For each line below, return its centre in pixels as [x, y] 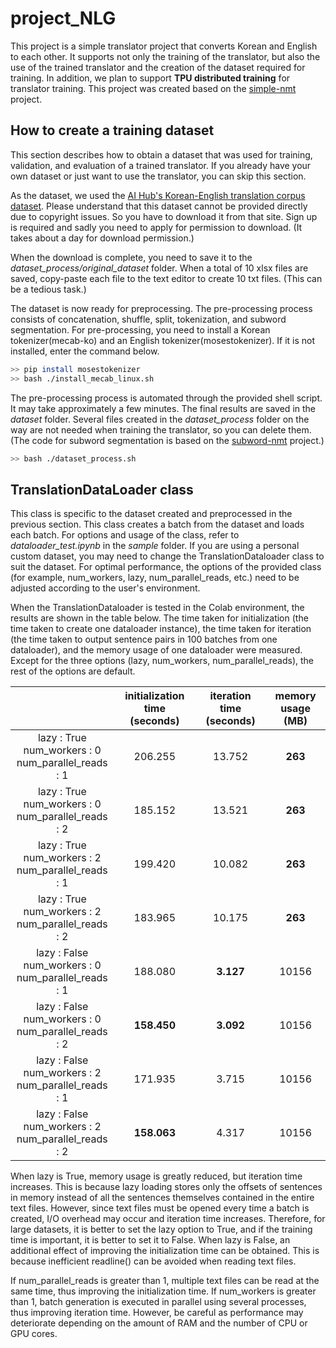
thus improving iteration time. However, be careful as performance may [157, 1313]
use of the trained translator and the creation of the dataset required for [158, 67]
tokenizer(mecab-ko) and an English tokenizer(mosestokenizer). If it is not [163, 340]
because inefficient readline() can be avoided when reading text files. [153, 1261]
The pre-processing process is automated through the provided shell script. [166, 398]
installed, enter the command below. [85, 351]
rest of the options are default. [73, 671]
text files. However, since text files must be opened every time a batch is [160, 1208]
